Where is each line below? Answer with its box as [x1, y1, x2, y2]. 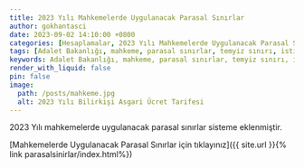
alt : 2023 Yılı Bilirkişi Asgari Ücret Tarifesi [17, 97, 204, 107]
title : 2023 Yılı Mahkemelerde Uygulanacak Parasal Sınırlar [9, 13, 245, 23]
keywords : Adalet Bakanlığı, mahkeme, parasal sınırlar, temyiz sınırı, [9, 55, 290, 64]
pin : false [9, 72, 51, 81]
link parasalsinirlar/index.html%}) [9, 149, 133, 160]
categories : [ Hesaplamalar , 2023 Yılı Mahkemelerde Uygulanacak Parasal [9, 38, 290, 48]
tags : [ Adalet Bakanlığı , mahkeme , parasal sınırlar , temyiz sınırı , [9, 47, 278, 56]
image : [9, 80, 34, 89]
